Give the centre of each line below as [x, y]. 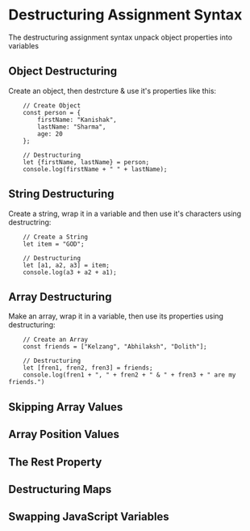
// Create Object [52, 105]
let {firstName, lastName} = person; [86, 162]
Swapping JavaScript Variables [89, 517]
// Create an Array [56, 340]
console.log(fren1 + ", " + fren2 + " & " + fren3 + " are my [129, 375]
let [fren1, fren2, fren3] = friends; [88, 368]
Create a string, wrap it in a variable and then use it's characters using [125, 213]
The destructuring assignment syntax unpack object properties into [120, 37]
